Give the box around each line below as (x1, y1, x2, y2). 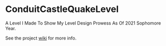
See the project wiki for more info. (5, 35, 77, 41)
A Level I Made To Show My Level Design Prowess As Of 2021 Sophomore (5, 20, 161, 26)
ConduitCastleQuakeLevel (5, 3, 119, 15)
